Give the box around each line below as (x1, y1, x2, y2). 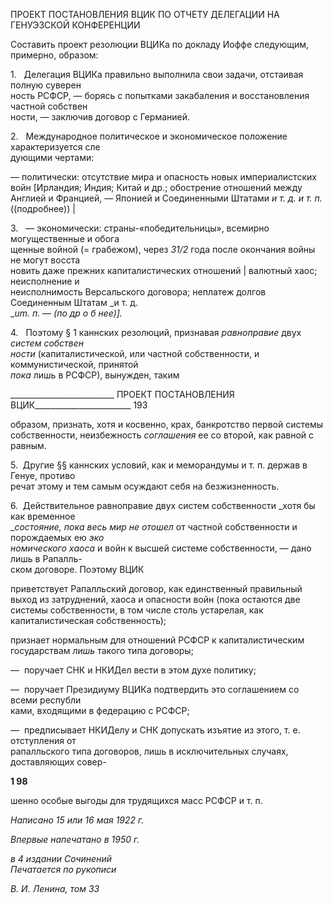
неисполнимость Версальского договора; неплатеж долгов (10, 286, 267, 298)
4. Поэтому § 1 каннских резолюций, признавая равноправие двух (10, 327, 302, 338)
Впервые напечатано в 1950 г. (10, 834, 140, 845)
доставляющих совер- (10, 756, 107, 768)
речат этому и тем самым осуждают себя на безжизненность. (10, 480, 280, 492)
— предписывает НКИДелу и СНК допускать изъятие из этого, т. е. (10, 724, 301, 736)
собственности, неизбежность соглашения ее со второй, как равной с (10, 429, 315, 441)
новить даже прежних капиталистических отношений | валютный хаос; (10, 265, 318, 276)
